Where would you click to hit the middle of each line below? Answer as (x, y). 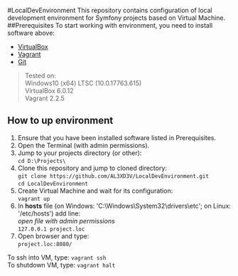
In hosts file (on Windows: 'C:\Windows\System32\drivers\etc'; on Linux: (124, 206)
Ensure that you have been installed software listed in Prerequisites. (117, 137)
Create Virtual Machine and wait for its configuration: (95, 191)
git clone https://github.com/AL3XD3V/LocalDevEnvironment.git (113, 176)
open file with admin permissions (66, 221)
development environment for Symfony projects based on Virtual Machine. (117, 18)
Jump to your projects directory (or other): (80, 153)
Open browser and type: (53, 236)
